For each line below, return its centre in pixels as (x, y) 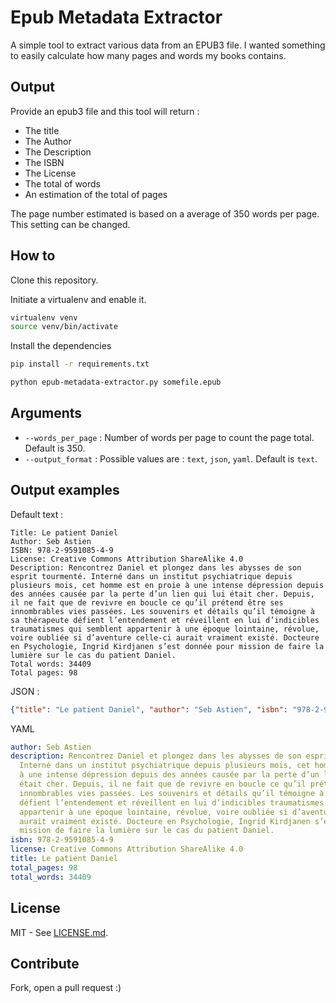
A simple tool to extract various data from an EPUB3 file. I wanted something (168, 45)
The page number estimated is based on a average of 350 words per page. (165, 213)
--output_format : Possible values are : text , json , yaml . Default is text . (171, 458)
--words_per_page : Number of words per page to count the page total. (169, 437)
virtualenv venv (44, 317)
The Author (48, 141)
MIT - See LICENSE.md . (59, 932)
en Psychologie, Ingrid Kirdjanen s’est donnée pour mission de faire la (167, 646)
